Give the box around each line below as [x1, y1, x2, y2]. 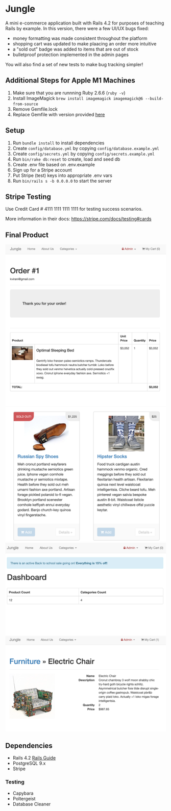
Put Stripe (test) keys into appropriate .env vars [12, 172, 112, 179]
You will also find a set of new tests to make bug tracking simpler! [5, 61, 143, 67]
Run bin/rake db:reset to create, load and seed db [12, 156, 120, 162]
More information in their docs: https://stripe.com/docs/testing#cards [5, 216, 152, 222]
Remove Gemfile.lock [12, 106, 58, 112]
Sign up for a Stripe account [12, 167, 72, 173]
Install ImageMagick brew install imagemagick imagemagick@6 [12, 95, 143, 101]
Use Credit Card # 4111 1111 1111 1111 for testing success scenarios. [5, 206, 143, 212]
